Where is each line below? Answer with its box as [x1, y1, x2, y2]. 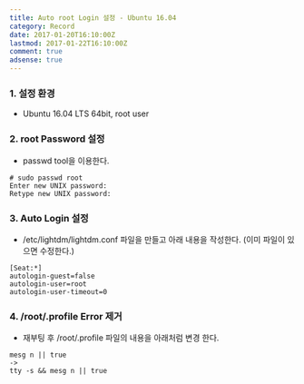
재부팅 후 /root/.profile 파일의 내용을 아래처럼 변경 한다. [22, 332, 220, 343]
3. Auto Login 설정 [9, 212, 89, 224]
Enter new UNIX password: [9, 181, 107, 191]
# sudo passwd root [9, 173, 83, 182]
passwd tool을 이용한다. [22, 155, 110, 166]
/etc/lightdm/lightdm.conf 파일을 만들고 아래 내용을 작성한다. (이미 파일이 [22, 233, 286, 245]
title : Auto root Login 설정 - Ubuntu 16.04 [9, 13, 177, 23]
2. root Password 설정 [9, 133, 105, 145]
